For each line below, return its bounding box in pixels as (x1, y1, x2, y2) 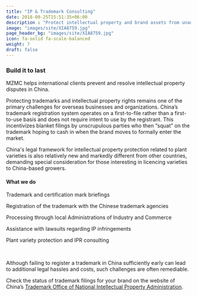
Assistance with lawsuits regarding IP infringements (6, 226, 131, 233)
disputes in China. (6, 86, 50, 93)
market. (6, 134, 25, 142)
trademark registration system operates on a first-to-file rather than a (6, 110, 174, 117)
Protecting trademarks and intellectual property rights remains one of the (6, 97, 183, 105)
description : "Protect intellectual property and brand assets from (6, 19, 180, 25)
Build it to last (6, 66, 46, 74)
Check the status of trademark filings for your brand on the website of (6, 277, 175, 284)
